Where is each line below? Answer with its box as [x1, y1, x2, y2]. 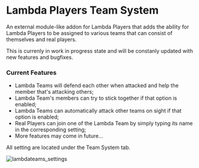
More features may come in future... [14, 132, 103, 140]
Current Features [6, 68, 57, 77]
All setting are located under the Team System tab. [6, 144, 131, 151]
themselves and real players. [6, 36, 77, 43]
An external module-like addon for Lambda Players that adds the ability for [6, 23, 189, 30]
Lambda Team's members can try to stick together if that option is [14, 94, 178, 102]
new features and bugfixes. [6, 53, 73, 61]
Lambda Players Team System [6, 4, 159, 17]
